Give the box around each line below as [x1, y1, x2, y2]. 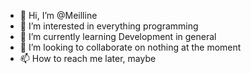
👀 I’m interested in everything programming [19, 20, 199, 32]
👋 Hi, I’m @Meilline [19, 10, 98, 21]
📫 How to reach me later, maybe [19, 53, 157, 64]
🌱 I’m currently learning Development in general [19, 31, 217, 42]
